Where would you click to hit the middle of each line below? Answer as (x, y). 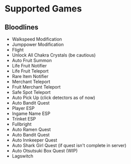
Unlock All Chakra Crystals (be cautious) (54, 55)
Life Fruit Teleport (30, 71)
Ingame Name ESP (31, 113)
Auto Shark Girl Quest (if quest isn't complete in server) (69, 145)
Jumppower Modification (38, 44)
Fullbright (22, 124)
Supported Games (43, 9)
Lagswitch (22, 156)
